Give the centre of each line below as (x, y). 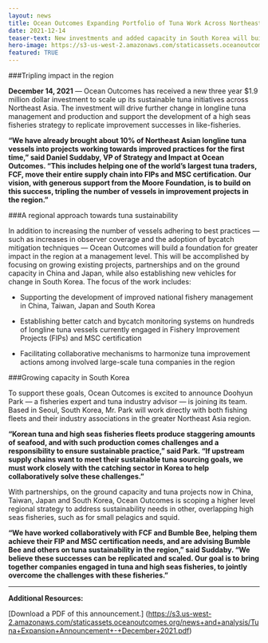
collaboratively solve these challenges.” (77, 476)
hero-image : (28, 46)
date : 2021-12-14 (37, 30)
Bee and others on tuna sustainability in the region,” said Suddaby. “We (129, 550)
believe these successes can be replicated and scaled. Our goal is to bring (134, 558)
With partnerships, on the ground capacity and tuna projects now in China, (131, 492)
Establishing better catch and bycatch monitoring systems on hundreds (137, 321)
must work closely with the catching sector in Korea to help (109, 468)
